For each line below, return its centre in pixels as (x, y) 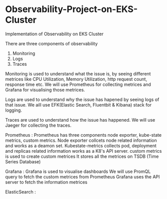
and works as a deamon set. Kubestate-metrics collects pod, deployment (81, 145)
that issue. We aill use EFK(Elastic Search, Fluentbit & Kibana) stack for (78, 105)
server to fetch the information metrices (46, 182)
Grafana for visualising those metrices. (45, 89)
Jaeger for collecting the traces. (38, 125)
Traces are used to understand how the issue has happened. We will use (80, 120)
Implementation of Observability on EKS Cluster (54, 34)
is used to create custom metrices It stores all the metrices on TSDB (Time (82, 156)
